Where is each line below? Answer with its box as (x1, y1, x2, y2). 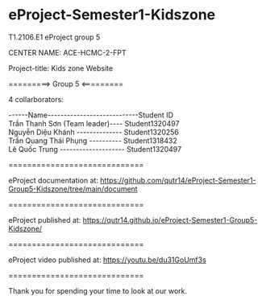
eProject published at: (8, 215, 81, 224)
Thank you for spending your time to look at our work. (8, 286, 188, 295)
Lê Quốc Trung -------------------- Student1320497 (8, 144, 182, 154)
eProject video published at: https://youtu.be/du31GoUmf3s (8, 255, 207, 265)
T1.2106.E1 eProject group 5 (8, 32, 101, 42)
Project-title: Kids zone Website (8, 63, 114, 73)
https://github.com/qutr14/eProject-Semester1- (100, 175, 256, 185)
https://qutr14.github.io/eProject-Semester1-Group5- (82, 215, 258, 224)
